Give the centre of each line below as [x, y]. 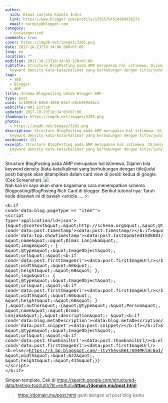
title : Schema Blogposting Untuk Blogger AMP [53, 93]
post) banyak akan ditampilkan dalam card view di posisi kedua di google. [81, 174]
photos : [13, 121]
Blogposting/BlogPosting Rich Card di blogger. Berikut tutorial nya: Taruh [80, 190]
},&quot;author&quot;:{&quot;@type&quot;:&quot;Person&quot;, [83, 305]
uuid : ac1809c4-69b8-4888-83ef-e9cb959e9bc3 [52, 103]
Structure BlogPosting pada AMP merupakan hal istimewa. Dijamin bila [78, 163]
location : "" [19, 56]
